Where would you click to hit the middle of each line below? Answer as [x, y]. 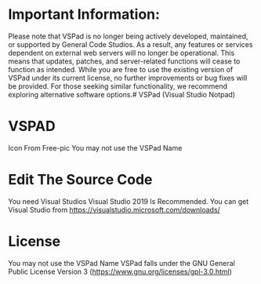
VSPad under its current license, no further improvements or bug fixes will [128, 78]
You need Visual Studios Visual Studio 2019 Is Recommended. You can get [129, 201]
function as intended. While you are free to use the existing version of [121, 69]
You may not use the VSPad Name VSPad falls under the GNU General [121, 263]
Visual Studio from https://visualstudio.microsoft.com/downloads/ [114, 209]
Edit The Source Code [80, 180]
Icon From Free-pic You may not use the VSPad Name [95, 147]
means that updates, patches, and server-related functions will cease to [124, 61]
